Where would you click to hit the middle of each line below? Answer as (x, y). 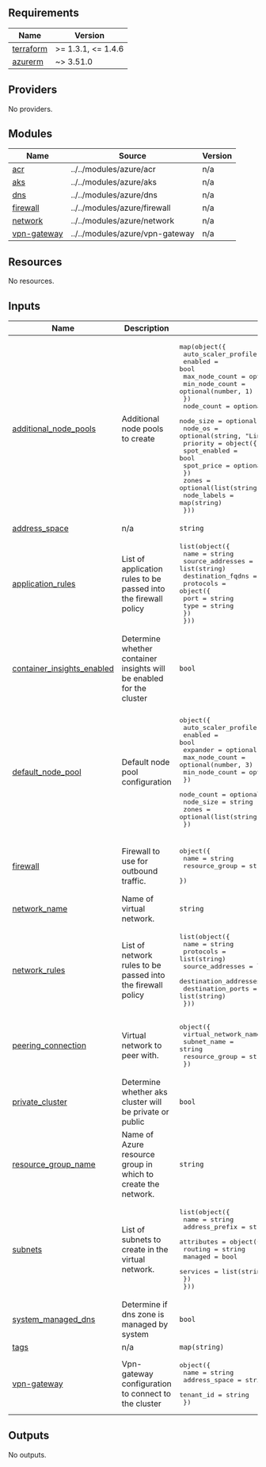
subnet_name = (209, 1042)
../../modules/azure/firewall (121, 208)
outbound (140, 871)
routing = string (214, 1249)
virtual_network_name (222, 1035)
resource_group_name (54, 1164)
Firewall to (141, 851)
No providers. (30, 109)
